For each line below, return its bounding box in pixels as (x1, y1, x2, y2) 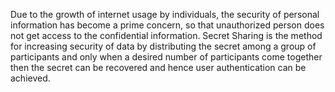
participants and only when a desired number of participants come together (10, 51, 323, 63)
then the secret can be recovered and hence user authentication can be (10, 62, 307, 73)
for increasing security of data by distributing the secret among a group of (10, 40, 317, 52)
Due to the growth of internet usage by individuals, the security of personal (10, 9, 320, 20)
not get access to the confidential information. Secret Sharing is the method (10, 30, 323, 41)
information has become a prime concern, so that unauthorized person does (10, 19, 325, 31)
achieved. (10, 72, 51, 84)
